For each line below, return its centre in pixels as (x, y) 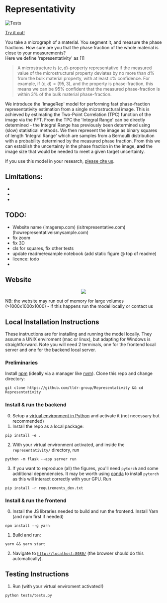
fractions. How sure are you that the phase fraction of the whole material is (82, 47)
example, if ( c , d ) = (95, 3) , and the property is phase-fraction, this (85, 84)
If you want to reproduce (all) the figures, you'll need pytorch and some (85, 468)
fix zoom (21, 238)
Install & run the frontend (36, 500)
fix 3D (18, 243)
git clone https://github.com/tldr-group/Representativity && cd (74, 388)
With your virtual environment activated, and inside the (68, 445)
